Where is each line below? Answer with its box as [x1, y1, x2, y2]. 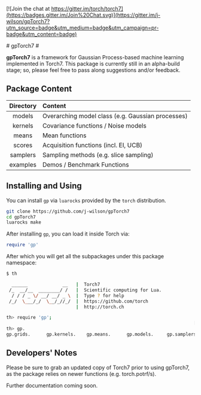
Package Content [6, 84, 72, 94]
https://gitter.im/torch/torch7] [51, 5, 124, 12]
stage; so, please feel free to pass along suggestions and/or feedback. [6, 67, 181, 74]
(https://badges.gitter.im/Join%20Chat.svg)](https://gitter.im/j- [6, 11, 161, 19]
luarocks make [6, 219, 42, 225]
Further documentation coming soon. [6, 382, 98, 389]
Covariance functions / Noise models [42, 121, 147, 129]
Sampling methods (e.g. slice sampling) [42, 150, 154, 159]
